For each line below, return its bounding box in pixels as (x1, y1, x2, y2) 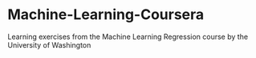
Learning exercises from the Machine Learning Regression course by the (7, 32, 249, 41)
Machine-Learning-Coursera (7, 6, 205, 24)
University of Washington (7, 40, 91, 49)
